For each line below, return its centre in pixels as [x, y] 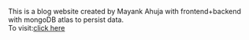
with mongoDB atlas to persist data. [66, 20]
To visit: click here [37, 28]
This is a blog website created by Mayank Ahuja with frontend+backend [125, 11]
